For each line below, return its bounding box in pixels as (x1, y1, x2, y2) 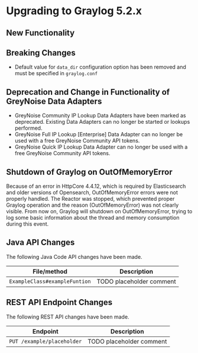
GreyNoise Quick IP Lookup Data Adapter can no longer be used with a (14, 143, 188, 150)
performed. (14, 124, 43, 131)
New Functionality (6, 28, 75, 38)
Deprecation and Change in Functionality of (6, 87, 170, 97)
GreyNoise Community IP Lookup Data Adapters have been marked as (14, 112, 186, 119)
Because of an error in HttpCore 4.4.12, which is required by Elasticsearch (6, 182, 186, 190)
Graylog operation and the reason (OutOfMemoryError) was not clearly (6, 201, 179, 208)
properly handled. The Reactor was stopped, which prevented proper (6, 195, 175, 203)
